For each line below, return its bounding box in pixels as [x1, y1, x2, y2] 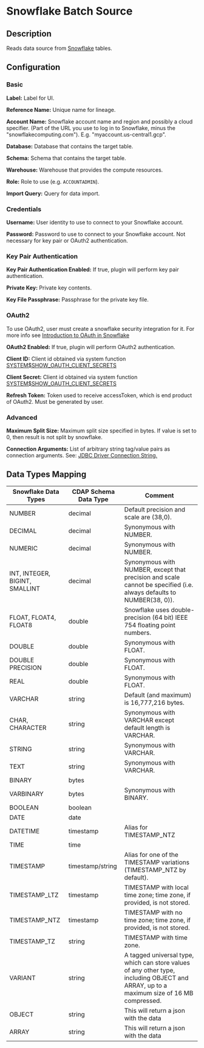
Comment [144, 491, 174, 499]
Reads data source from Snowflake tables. [6, 44, 112, 52]
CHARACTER [9, 723, 47, 732]
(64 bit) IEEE [152, 613, 188, 622]
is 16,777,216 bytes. [124, 698, 185, 707]
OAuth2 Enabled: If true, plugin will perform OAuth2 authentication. [6, 343, 175, 350]
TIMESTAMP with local [124, 883, 189, 892]
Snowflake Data [12, 487, 59, 496]
